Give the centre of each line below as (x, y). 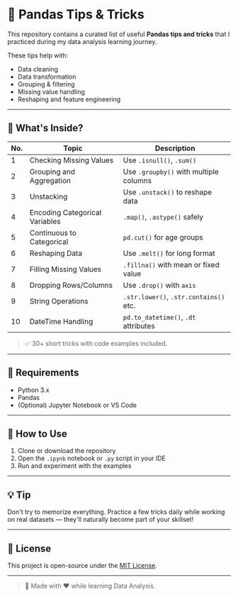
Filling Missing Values (65, 269)
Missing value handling (51, 91)
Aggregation (50, 180)
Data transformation (47, 77)
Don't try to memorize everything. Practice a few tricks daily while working (116, 512)
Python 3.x (33, 390)
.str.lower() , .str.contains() (174, 296)
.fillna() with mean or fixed (171, 264)
